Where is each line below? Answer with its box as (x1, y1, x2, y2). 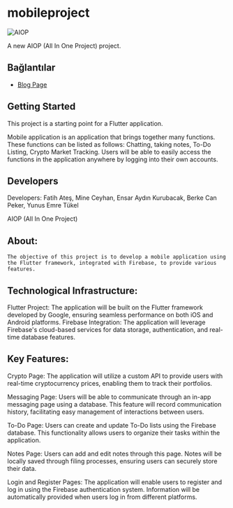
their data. (7, 464, 37, 472)
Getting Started (7, 101, 76, 113)
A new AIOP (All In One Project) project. (7, 41, 121, 50)
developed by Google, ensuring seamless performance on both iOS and (7, 311, 213, 319)
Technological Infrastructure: (7, 284, 138, 296)
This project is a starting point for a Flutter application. (7, 119, 163, 127)
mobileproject (7, 5, 90, 21)
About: (7, 235, 38, 247)
